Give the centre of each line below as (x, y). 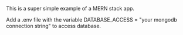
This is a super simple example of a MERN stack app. (70, 8)
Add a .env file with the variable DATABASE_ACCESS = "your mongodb (92, 20)
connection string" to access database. (54, 26)
